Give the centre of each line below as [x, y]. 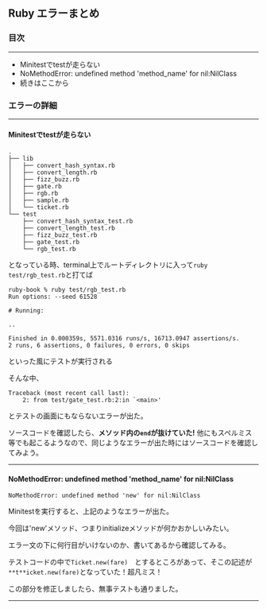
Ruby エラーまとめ [54, 14]
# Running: [26, 311]
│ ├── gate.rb [35, 187]
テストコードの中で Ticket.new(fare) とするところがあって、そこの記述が [130, 562]
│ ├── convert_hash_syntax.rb [62, 166]
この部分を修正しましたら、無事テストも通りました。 [95, 589]
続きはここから [44, 83]
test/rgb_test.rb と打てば [51, 275]
